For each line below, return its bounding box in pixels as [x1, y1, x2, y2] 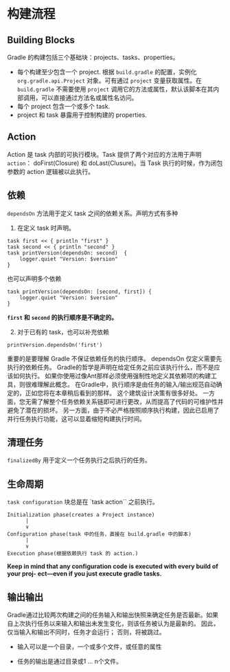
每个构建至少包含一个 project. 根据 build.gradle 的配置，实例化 [16, 68, 197, 76]
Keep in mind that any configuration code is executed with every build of [7, 562, 218, 571]
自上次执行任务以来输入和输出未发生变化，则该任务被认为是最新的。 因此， [7, 620, 220, 628]
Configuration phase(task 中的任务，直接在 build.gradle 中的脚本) [7, 531, 192, 538]
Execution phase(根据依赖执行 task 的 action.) [7, 550, 139, 557]
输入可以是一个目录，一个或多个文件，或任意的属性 [16, 642, 162, 651]
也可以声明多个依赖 [7, 274, 62, 283]
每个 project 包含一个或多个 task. [16, 102, 111, 110]
